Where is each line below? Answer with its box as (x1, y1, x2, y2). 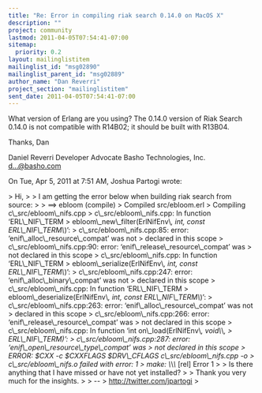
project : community (8, 26, 73, 34)
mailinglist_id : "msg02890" (8, 63, 101, 71)
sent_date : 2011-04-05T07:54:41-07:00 (8, 92, 136, 100)
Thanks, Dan (8, 137, 50, 147)
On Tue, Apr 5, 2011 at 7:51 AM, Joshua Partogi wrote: (8, 177, 183, 186)
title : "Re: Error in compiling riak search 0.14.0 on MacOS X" (8, 11, 224, 20)
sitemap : (8, 41, 37, 49)
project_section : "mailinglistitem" (8, 84, 129, 93)
